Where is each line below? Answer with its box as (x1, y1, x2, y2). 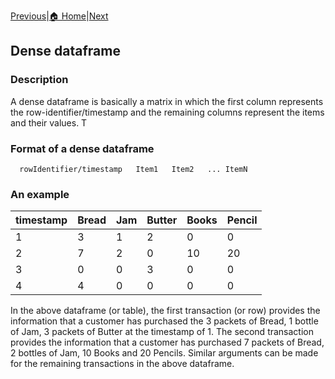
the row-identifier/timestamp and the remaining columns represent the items (10, 106, 325, 118)
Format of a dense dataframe (10, 141, 155, 155)
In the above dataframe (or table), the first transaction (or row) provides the (10, 305, 321, 317)
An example (10, 187, 70, 201)
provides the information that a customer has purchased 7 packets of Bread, (10, 336, 325, 349)
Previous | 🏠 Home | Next (10, 10, 109, 22)
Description (10, 73, 69, 87)
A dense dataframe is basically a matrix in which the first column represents (10, 95, 324, 107)
